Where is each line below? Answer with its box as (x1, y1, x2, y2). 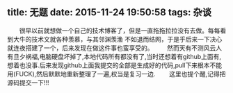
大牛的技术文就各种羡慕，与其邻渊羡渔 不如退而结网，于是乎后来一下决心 (13, 35, 223, 43)
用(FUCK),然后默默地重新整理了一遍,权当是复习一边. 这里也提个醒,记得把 (7, 69, 226, 78)
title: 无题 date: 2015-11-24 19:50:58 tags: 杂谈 (7, 6, 212, 19)
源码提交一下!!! (7, 78, 50, 87)
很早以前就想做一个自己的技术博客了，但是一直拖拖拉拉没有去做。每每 (19, 26, 220, 35)
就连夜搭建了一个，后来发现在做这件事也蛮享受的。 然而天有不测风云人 (7, 44, 223, 52)
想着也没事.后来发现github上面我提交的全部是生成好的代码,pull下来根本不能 (7, 61, 223, 69)
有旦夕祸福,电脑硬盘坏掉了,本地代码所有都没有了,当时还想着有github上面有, (7, 52, 221, 60)
